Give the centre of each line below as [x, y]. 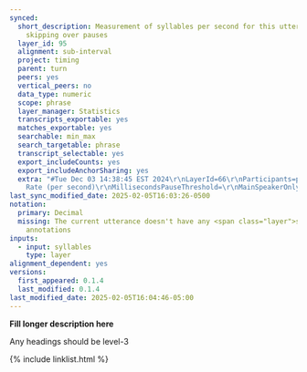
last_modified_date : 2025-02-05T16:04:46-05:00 [102, 297]
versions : [28, 273]
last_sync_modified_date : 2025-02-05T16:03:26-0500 [110, 196]
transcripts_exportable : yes [73, 119]
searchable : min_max [57, 137]
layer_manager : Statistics [69, 111]
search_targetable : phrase [69, 145]
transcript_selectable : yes [71, 153]
